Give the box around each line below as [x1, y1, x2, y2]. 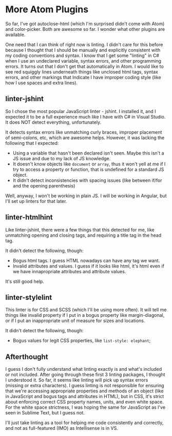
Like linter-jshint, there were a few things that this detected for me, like [5, 226, 155, 233]
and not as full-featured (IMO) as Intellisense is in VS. [5, 425, 118, 431]
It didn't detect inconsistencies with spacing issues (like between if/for [12, 177, 162, 183]
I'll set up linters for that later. [5, 198, 67, 204]
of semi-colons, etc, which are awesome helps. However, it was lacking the [5, 135, 165, 141]
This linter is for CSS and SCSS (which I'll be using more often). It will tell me [5, 307, 167, 313]
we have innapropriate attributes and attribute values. [12, 268, 126, 274]
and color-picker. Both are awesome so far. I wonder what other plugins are [5, 26, 165, 32]
